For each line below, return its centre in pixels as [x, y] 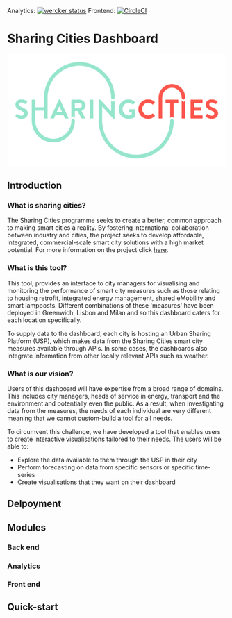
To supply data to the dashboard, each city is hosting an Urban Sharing [109, 333]
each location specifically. [44, 320]
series [26, 474]
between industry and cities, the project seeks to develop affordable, [106, 235]
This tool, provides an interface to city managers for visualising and [103, 283]
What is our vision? [40, 374]
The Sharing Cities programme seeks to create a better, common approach [115, 220]
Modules [27, 527]
